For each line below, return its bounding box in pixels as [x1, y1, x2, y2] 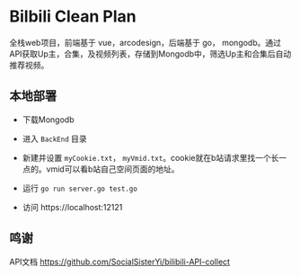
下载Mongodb [22, 114, 75, 125]
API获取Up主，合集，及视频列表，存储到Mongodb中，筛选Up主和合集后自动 [9, 48, 292, 59]
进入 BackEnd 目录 [22, 133, 87, 144]
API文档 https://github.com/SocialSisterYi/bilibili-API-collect [9, 256, 231, 267]
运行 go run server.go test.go [22, 183, 137, 193]
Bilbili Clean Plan [9, 6, 137, 27]
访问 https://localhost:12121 [22, 201, 123, 212]
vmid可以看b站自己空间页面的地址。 [46, 164, 180, 174]
